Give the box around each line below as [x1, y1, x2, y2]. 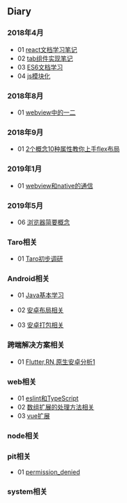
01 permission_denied [17, 468, 80, 476]
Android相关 [7, 274, 50, 284]
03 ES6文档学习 [17, 63, 63, 71]
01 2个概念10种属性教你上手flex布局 [17, 145, 120, 153]
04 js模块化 [17, 72, 51, 80]
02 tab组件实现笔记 [17, 54, 73, 63]
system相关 [7, 487, 47, 497]
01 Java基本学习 [17, 291, 64, 299]
